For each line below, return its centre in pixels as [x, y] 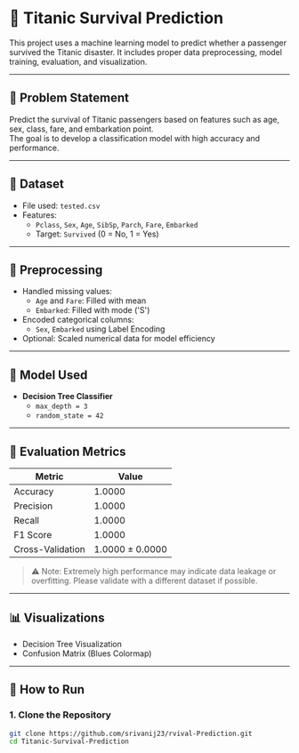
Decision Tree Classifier [67, 397]
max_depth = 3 [61, 407]
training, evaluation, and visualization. [78, 61]
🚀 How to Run [47, 689]
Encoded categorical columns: [78, 320]
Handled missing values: [67, 292]
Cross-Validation [50, 549]
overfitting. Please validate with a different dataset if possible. [144, 581]
